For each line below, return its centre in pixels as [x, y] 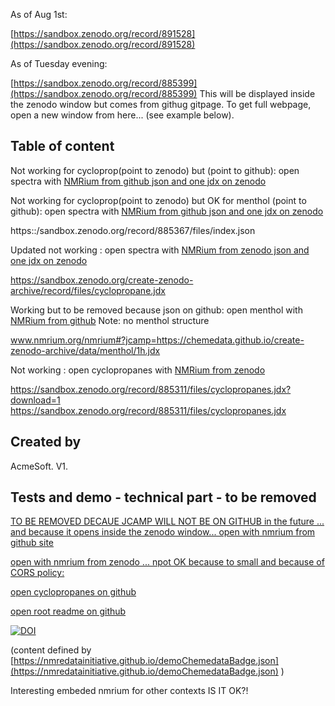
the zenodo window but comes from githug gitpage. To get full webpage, [161, 104]
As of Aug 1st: [39, 14]
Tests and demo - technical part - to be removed [163, 497]
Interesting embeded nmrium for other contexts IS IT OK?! [129, 691]
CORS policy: [37, 573]
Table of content [62, 146]
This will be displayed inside [257, 93]
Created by [46, 442]
